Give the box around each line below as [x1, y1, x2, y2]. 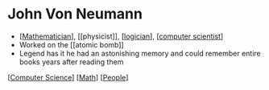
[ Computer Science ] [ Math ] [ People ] [7, 72, 129, 82]
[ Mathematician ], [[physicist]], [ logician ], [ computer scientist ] [19, 31, 224, 41]
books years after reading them [19, 57, 124, 67]
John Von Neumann [7, 5, 143, 23]
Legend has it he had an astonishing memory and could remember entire [19, 48, 261, 58]
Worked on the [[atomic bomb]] [19, 39, 124, 49]
